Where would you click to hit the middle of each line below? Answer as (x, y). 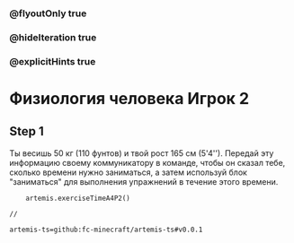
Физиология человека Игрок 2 (129, 98)
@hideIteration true (53, 37)
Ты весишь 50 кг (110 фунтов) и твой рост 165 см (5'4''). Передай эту (142, 153)
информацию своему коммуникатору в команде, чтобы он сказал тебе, (147, 162)
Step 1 (27, 131)
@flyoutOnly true (48, 13)
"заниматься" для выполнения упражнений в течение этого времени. (144, 181)
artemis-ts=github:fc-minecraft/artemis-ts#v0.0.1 (106, 230)
